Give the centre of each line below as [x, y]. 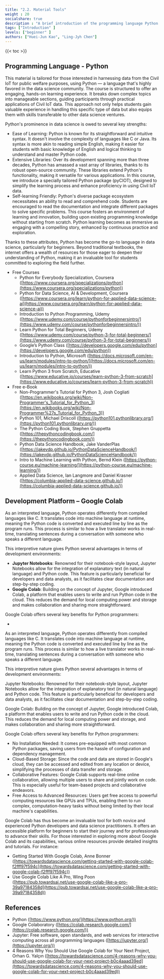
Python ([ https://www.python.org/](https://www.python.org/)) [74, 920]
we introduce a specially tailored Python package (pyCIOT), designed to [84, 180]
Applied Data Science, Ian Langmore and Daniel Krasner [76, 475]
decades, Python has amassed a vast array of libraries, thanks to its [80, 165]
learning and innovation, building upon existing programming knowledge [85, 217]
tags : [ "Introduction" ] [30, 28]
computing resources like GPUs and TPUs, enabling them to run [76, 800]
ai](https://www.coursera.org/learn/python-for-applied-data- [81, 303]
